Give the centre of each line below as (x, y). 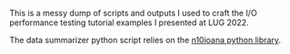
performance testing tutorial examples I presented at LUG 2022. (129, 22)
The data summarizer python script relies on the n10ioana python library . (145, 40)
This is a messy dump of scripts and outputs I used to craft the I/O (133, 13)
